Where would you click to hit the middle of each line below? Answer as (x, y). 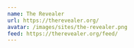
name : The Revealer (36, 14)
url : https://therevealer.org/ (53, 20)
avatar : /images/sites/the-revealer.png (68, 27)
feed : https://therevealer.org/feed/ (63, 34)
